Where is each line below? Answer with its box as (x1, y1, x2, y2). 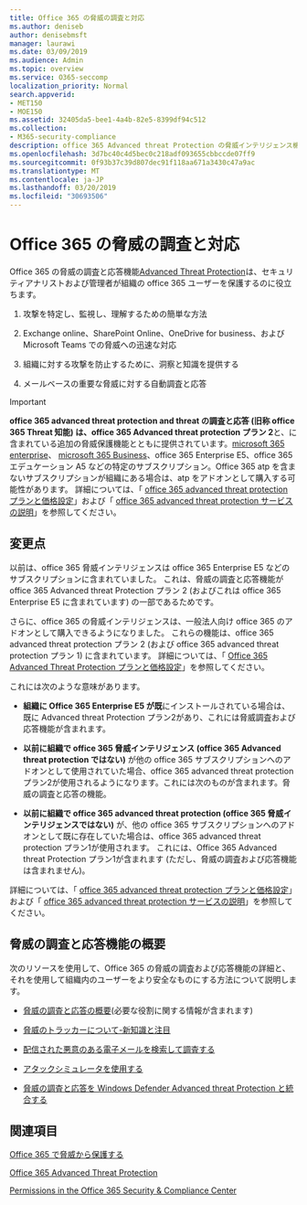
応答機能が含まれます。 (22, 723, 111, 734)
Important (9, 396, 47, 407)
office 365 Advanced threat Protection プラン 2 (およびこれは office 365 (9, 584, 281, 595)
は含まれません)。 (22, 865, 90, 876)
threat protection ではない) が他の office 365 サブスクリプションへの (22, 753, 283, 764)
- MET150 (9, 98, 43, 108)
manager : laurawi (9, 38, 76, 48)
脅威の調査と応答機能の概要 (9, 936, 166, 952)
